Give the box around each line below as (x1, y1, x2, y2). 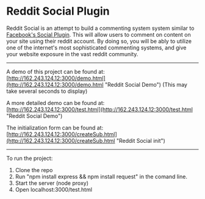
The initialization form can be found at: (6, 124, 104, 131)
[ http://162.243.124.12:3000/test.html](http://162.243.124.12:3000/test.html (6, 106, 193, 113)
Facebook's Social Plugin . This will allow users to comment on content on (6, 31, 191, 38)
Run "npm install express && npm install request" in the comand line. (15, 173, 188, 180)
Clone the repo (15, 166, 53, 173)
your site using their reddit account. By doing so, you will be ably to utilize (6, 37, 192, 45)
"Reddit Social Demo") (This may (104, 81, 188, 88)
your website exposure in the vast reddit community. (6, 50, 138, 57)
